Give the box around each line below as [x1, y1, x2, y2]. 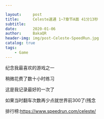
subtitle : [5, 21, 27, 27]
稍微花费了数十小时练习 [5, 75, 55, 82]
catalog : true [5, 40, 36, 46]
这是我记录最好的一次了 [5, 86, 55, 92]
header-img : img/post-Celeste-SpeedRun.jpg [5, 36, 99, 41]
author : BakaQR [5, 31, 47, 36]
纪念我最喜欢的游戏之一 [5, 64, 55, 70]
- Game [14, 50, 29, 55]
